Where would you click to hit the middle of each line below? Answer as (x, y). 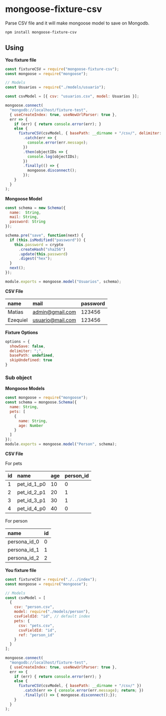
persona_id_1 (23, 549)
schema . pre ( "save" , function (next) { (44, 235)
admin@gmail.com (54, 312)
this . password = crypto (39, 244)
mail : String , (24, 217)
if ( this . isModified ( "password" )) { (48, 240)
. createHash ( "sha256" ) (42, 249)
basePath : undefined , (32, 355)
